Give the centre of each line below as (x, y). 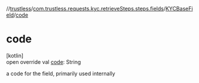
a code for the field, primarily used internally (61, 73)
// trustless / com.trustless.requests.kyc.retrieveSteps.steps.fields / (86, 9)
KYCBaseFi (179, 9)
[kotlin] (15, 56)
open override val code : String (44, 62)
